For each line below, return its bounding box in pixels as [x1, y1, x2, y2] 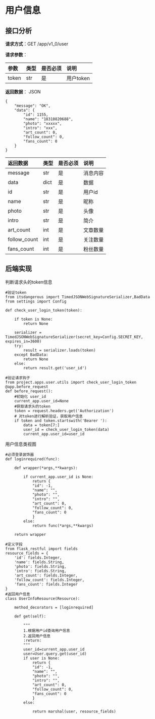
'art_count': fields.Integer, [14, 573, 78, 578]
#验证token [5, 290, 27, 295]
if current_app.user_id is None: [23, 474, 94, 480]
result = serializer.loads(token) [23, 348, 96, 353]
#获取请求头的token [14, 404, 50, 409]
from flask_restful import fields [5, 546, 78, 551]
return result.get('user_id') [23, 365, 87, 370]
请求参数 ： [5, 52, 28, 57]
